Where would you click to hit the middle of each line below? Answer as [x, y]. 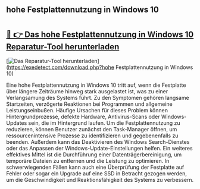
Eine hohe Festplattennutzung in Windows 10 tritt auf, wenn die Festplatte [96, 85]
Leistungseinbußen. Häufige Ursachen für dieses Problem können [87, 110]
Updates [17, 123]
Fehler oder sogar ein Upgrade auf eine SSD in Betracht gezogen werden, [97, 174]
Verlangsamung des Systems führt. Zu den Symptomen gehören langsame [98, 98]
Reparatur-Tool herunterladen [63, 47]
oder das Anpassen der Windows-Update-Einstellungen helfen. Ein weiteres [99, 148]
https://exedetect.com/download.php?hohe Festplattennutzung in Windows [101, 67]
